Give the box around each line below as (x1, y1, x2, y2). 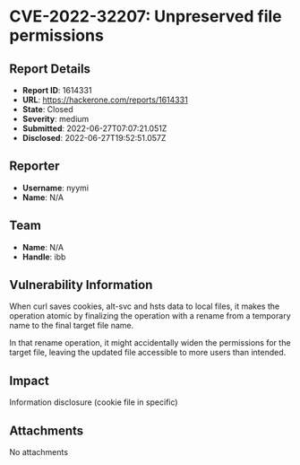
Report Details (9, 61, 91, 76)
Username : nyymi (21, 182, 90, 193)
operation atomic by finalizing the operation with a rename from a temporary (9, 311, 291, 321)
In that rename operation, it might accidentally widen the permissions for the (9, 338, 291, 348)
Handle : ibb (21, 251, 66, 262)
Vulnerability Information (9, 277, 153, 293)
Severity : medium (21, 114, 90, 124)
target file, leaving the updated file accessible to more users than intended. (9, 347, 287, 358)
